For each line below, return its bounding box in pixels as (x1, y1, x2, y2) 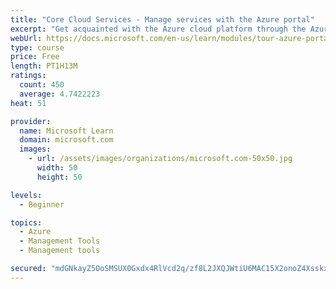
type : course (10, 42, 65, 53)
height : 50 (36, 172, 83, 182)
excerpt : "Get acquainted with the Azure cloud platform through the (10, 24, 307, 34)
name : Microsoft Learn (19, 126, 114, 136)
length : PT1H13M (10, 61, 78, 71)
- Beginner (19, 199, 65, 210)
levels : (10, 190, 43, 200)
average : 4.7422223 (19, 89, 101, 99)
